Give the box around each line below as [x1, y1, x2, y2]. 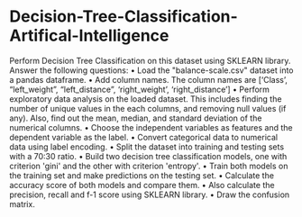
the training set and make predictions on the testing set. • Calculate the [9, 169, 275, 181]
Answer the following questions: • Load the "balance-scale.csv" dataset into [9, 65, 294, 76]
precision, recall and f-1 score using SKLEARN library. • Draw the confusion [9, 189, 290, 200]
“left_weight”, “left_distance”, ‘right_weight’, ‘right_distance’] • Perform [9, 84, 270, 95]
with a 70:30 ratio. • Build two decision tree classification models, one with [9, 150, 288, 161]
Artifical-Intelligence [9, 25, 169, 46]
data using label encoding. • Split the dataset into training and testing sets [9, 141, 285, 152]
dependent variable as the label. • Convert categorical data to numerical [9, 131, 278, 142]
